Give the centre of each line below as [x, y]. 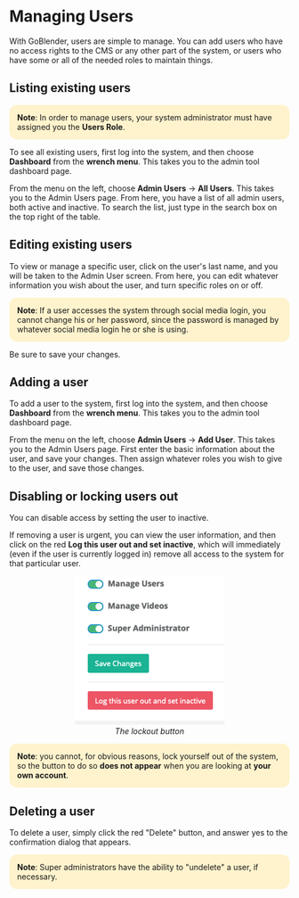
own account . [43, 775]
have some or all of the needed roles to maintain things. [111, 60]
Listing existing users [70, 88]
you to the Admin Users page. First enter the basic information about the [142, 449]
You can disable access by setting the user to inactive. [109, 518]
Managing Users [72, 16]
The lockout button [149, 731]
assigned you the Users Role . [71, 127]
